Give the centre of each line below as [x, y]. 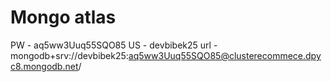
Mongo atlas [63, 17]
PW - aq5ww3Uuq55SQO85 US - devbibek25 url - [114, 45]
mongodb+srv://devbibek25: [69, 55]
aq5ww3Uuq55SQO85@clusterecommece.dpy [225, 55]
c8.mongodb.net [44, 66]
